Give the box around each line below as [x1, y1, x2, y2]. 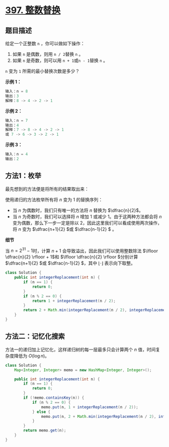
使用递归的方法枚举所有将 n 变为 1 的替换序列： [5, 197, 103, 203]
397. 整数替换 [5, 5, 61, 16]
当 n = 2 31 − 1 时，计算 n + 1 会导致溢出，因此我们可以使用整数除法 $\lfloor [5, 247, 158, 254]
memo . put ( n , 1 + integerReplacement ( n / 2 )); [41, 404, 138, 410]
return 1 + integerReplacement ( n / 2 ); [32, 298, 116, 303]
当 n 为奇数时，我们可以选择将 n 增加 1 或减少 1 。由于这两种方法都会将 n [12, 213, 162, 219]
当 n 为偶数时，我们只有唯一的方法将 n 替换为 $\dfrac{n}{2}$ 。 [12, 207, 143, 213]
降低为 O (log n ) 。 [14, 352, 49, 359]
